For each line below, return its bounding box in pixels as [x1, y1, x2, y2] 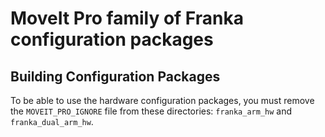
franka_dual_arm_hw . [10, 116, 94, 127]
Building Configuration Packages [10, 68, 221, 85]
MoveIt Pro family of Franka [10, 7, 244, 30]
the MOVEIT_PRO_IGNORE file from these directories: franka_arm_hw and [10, 105, 293, 117]
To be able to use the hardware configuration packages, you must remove [10, 95, 315, 106]
